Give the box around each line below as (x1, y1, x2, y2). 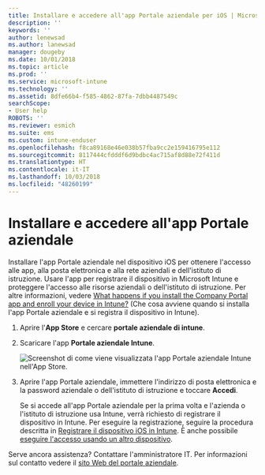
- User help (8, 107, 47, 115)
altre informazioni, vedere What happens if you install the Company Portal (8, 290, 248, 300)
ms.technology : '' (8, 84, 69, 93)
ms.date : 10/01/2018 (8, 56, 77, 64)
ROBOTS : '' (8, 114, 44, 122)
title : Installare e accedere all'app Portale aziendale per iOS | (8, 11, 235, 20)
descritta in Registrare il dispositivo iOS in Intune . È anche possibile (19, 425, 238, 435)
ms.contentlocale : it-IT (8, 166, 90, 174)
